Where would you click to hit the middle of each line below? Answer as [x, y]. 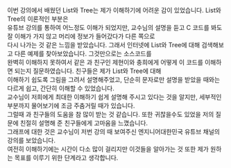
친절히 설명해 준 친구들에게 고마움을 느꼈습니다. [84, 123]
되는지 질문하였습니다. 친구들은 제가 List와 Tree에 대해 [88, 71]
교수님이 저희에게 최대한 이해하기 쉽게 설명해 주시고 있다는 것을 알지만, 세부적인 [114, 97]
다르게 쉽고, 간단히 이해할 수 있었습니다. [61, 88]
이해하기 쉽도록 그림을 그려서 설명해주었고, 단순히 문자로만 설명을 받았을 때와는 [114, 79]
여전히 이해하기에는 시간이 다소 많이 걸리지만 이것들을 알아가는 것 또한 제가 [108, 149]
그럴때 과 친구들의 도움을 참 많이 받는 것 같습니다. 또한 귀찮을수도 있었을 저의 [111, 114]
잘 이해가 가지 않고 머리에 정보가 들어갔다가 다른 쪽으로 [81, 36]
